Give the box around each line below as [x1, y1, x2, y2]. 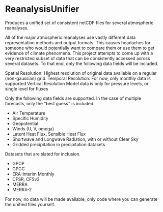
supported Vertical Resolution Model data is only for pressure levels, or [5, 80, 149, 87]
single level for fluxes [5, 86, 48, 91]
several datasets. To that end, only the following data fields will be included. [5, 61, 159, 66]
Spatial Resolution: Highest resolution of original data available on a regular [5, 70, 157, 76]
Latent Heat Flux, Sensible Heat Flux [12, 131, 86, 137]
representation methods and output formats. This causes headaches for [5, 39, 151, 45]
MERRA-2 [12, 186, 32, 192]
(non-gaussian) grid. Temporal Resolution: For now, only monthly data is [5, 75, 151, 81]
